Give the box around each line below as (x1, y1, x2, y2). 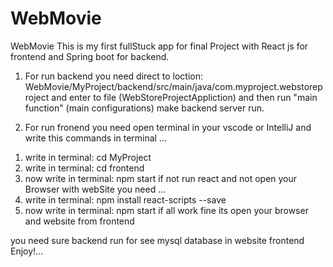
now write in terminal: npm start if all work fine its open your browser (24, 204, 309, 216)
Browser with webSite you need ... (24, 183, 167, 195)
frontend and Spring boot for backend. (10, 50, 170, 62)
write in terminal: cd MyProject (24, 151, 152, 163)
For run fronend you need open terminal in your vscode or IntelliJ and (24, 121, 312, 133)
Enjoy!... (10, 245, 44, 257)
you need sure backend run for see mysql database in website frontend (10, 234, 305, 246)
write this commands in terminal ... (24, 132, 168, 144)
